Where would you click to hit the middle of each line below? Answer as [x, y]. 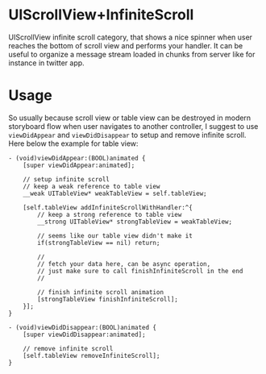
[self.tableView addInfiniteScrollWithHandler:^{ [108, 207]
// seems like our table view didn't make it [115, 235]
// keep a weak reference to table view [91, 186]
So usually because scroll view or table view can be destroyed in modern [130, 118]
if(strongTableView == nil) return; [99, 243]
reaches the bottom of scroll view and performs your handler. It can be [126, 45]
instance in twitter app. [46, 63]
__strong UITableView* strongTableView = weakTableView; [135, 222]
